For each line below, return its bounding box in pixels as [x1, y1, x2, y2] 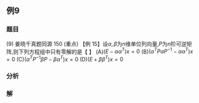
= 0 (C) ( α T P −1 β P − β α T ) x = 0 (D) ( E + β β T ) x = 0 [6, 55, 124, 63]
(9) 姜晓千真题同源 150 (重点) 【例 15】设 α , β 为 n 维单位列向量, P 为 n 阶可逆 [6, 40, 187, 47]
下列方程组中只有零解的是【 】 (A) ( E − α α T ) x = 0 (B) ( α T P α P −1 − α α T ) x [18, 47, 194, 55]
